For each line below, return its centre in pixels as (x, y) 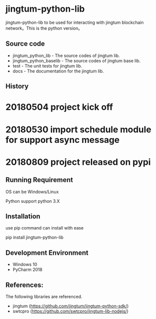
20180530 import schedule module (78, 129)
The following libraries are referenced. (44, 296)
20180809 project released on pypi (78, 162)
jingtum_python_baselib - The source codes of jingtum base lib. (77, 61)
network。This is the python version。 (44, 28)
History (17, 86)
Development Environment (47, 253)
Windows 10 (25, 265)
